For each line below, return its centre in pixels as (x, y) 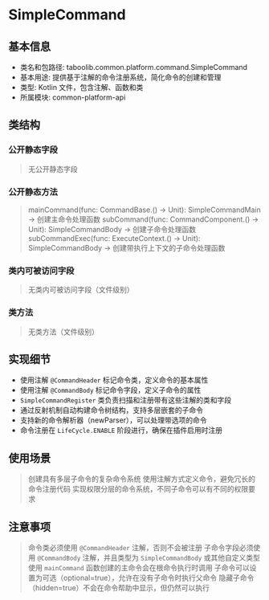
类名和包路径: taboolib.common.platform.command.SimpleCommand (133, 67)
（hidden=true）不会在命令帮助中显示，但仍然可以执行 (119, 588)
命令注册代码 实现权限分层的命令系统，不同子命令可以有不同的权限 (138, 489)
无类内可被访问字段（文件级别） (81, 290)
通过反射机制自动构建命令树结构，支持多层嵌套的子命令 (111, 410)
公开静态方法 (33, 192)
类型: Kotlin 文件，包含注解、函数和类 (82, 87)
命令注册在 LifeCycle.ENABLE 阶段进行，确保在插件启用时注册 (121, 431)
